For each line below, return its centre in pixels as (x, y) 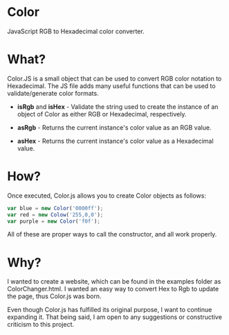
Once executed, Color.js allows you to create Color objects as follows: (107, 196)
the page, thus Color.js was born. (54, 296)
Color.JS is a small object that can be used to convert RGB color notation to (114, 78)
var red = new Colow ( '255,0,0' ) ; (55, 215)
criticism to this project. (41, 325)
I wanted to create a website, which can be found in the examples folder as (114, 282)
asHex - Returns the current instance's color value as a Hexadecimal (115, 141)
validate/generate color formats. (53, 93)
